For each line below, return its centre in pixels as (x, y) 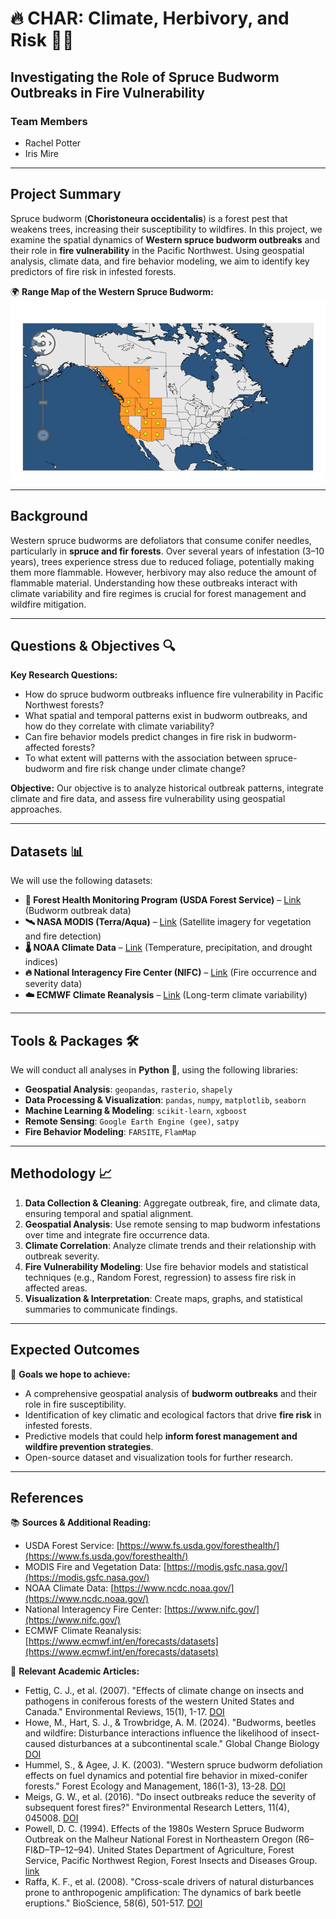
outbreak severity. (62, 1256)
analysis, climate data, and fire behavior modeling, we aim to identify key (160, 261)
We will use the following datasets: (81, 881)
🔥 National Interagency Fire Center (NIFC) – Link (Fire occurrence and (170, 973)
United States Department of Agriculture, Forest (195, 1850)
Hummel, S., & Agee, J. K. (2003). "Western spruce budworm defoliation (173, 1765)
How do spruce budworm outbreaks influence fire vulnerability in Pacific (174, 694)
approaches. (36, 809)
